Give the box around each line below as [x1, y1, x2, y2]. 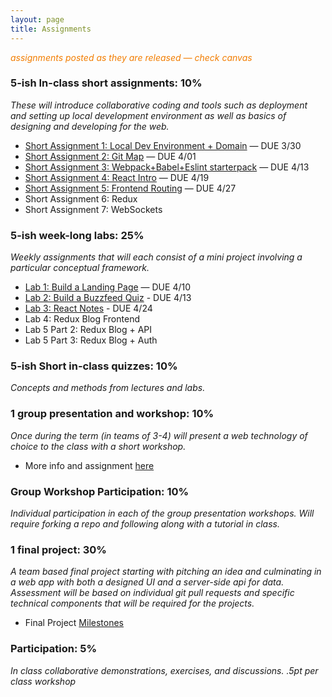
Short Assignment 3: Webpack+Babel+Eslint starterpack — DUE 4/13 [24, 161, 310, 173]
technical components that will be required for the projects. [10, 597, 255, 610]
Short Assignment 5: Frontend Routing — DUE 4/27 [24, 182, 237, 194]
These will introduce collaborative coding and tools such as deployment [10, 99, 308, 111]
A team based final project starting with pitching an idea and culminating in [10, 566, 322, 578]
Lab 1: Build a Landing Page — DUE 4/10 [24, 281, 192, 293]
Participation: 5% [10, 642, 98, 656]
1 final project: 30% [10, 542, 107, 556]
